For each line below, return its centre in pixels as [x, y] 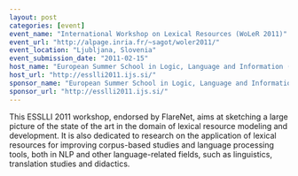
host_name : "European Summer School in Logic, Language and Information [146, 67]
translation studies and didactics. [70, 164]
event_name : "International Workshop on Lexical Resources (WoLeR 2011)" [149, 34]
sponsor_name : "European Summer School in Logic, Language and [129, 83]
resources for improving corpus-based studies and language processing [142, 145]
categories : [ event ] [47, 26]
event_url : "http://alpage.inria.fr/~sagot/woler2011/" [114, 42]
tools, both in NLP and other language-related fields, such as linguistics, [141, 154]
